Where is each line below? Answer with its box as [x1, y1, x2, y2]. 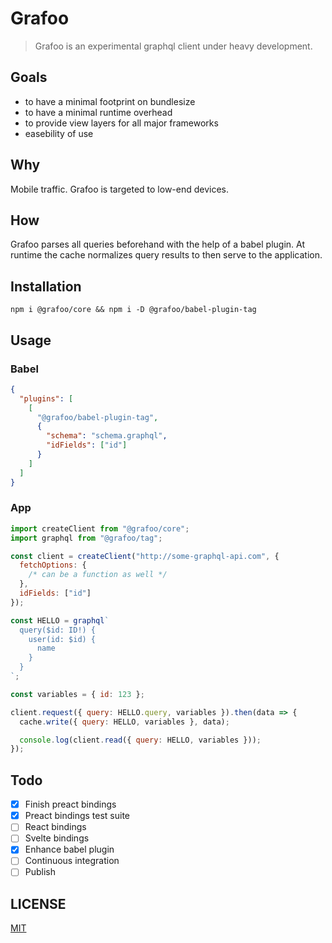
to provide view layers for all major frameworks [24, 117, 219, 129]
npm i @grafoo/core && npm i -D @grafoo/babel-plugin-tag [10, 305, 257, 315]
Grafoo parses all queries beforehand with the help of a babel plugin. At [10, 238, 306, 251]
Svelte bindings [24, 832, 90, 844]
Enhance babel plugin [24, 843, 115, 856]
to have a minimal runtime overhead [24, 106, 173, 118]
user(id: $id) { [28, 634, 97, 644]
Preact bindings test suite [24, 810, 130, 822]
